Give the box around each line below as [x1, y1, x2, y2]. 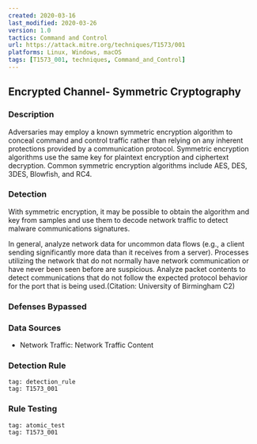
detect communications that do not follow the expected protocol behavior [8, 273, 248, 282]
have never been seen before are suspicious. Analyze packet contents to [8, 264, 246, 274]
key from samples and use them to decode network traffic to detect [8, 215, 229, 224]
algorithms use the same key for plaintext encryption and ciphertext [8, 152, 229, 162]
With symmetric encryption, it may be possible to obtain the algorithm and [8, 207, 250, 216]
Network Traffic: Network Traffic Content [19, 340, 154, 350]
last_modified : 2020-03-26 [8, 19, 97, 27]
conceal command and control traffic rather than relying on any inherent [8, 136, 244, 145]
